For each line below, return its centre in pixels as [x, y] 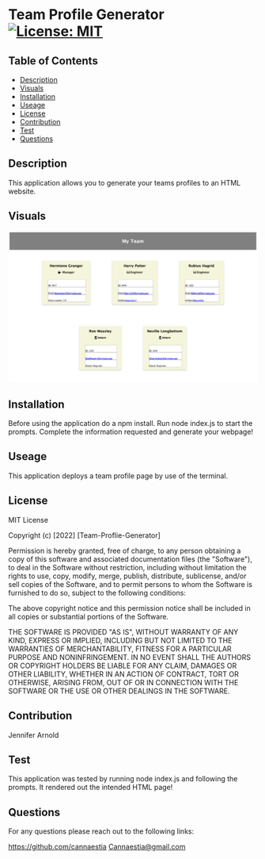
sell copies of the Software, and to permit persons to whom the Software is [131, 584]
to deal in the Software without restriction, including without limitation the [127, 567]
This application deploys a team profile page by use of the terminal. [118, 476]
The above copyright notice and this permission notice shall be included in [129, 608]
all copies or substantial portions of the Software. [88, 616]
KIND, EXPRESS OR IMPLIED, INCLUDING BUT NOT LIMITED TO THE [120, 640]
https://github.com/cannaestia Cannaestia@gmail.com [97, 847]
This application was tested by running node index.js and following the [123, 779]
